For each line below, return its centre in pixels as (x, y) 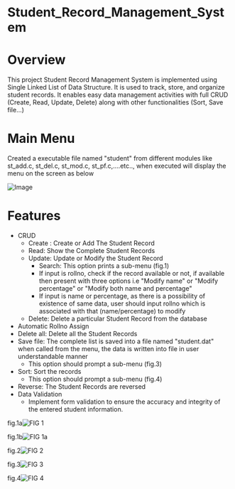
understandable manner (53, 356)
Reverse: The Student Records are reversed (82, 387)
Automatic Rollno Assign (53, 326)
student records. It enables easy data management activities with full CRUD (118, 95)
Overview (37, 60)
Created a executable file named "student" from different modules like (110, 158)
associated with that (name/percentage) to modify (112, 311)
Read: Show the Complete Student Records (92, 251)
